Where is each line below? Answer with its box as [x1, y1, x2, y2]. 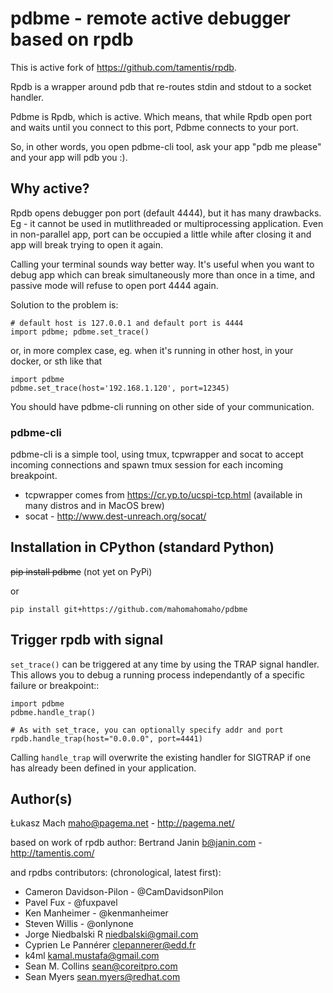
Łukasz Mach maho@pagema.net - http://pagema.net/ [10, 817, 235, 829]
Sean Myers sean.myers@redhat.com [24, 971, 181, 983]
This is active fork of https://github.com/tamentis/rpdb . [10, 61, 237, 73]
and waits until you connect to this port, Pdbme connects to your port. [10, 121, 299, 133]
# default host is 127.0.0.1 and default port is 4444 [10, 318, 244, 328]
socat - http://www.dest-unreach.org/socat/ [24, 510, 207, 522]
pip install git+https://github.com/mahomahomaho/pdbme [10, 604, 248, 614]
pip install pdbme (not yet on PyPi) [10, 565, 153, 577]
